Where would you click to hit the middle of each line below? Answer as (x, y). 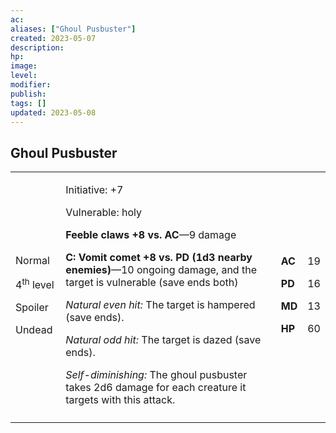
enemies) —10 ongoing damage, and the (161, 270)
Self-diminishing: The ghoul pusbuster (156, 375)
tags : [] (28, 103)
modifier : (31, 85)
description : (37, 47)
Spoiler (32, 307)
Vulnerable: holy (104, 213)
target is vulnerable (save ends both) (152, 283)
